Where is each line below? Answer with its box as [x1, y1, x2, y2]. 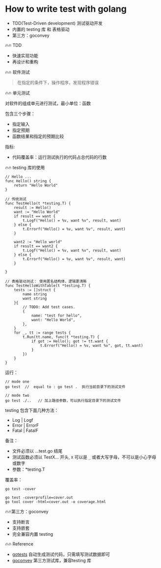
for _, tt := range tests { [14, 330, 71, 335]
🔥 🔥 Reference [5, 541, 34, 546]
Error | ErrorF [12, 422, 39, 428]
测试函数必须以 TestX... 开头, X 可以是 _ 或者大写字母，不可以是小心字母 [12, 454, 157, 460]
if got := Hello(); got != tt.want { [31, 339, 109, 343]
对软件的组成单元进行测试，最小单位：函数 [5, 100, 91, 106]
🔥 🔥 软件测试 [5, 69, 30, 75]
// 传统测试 [5, 197, 27, 202]
